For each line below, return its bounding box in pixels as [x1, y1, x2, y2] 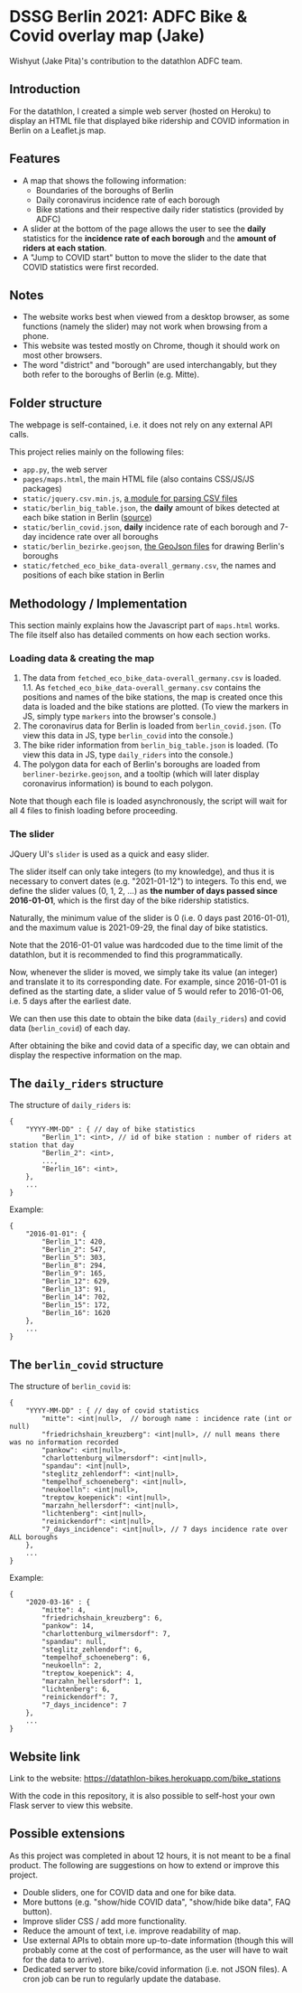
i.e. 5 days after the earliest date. [9, 995, 133, 1006]
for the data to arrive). [22, 1954, 105, 1965]
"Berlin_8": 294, [41, 1261, 106, 1271]
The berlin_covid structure [9, 1357, 164, 1372]
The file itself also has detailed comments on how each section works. [9, 630, 270, 640]
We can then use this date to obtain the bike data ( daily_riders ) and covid [9, 1012, 287, 1023]
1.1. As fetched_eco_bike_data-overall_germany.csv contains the [22, 682, 261, 693]
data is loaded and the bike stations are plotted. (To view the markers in [22, 701, 288, 712]
